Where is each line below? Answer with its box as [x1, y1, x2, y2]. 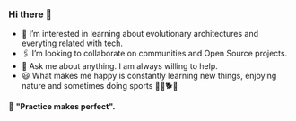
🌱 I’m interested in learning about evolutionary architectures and [21, 29, 259, 39]
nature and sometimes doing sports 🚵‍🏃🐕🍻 [21, 81, 178, 91]
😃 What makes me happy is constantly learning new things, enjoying [21, 71, 277, 82]
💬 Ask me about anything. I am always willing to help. [21, 61, 219, 72]
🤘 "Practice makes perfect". [8, 101, 116, 112]
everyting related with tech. [21, 38, 123, 48]
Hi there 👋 [8, 8, 53, 21]
